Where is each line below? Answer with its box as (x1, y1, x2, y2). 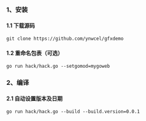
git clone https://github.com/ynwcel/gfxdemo (6, 35, 123, 42)
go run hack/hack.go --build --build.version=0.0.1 (6, 109, 140, 115)
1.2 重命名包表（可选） (6, 49, 63, 56)
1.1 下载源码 (6, 21, 35, 29)
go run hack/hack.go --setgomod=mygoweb (6, 63, 111, 70)
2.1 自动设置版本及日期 (6, 95, 63, 102)
